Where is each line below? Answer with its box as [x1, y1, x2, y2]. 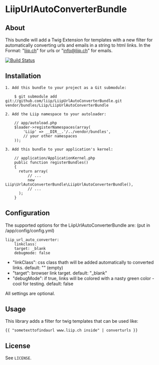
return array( [18, 168, 49, 174]
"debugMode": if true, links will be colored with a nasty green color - [12, 275, 154, 281]
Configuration [5, 209, 50, 217]
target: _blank [14, 246, 46, 251]
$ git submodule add [14, 94, 57, 99]
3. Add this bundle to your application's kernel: [5, 147, 113, 152]
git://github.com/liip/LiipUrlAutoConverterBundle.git [5, 98, 122, 104]
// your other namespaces [23, 133, 78, 139]
